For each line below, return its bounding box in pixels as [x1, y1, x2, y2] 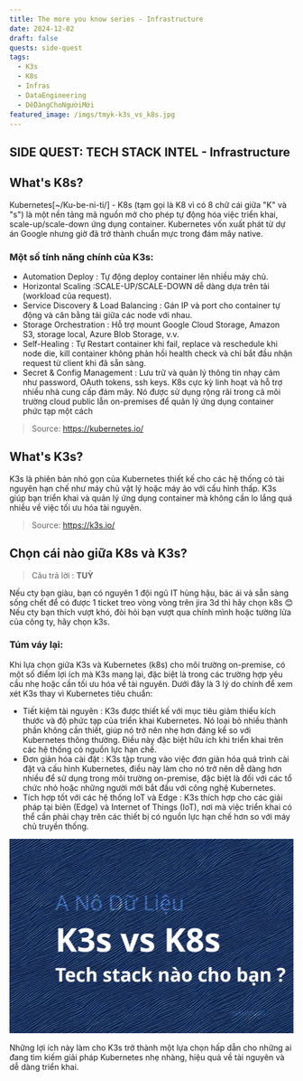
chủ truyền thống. [22, 821, 89, 832]
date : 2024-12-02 [9, 23, 75, 33]
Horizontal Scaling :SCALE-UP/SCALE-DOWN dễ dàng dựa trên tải [22, 280, 271, 291]
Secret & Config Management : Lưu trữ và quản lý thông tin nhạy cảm [22, 367, 280, 378]
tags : [9, 52, 30, 62]
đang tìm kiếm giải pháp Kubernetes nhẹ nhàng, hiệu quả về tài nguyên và [9, 1052, 285, 1063]
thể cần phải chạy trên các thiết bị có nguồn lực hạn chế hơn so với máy [22, 811, 290, 822]
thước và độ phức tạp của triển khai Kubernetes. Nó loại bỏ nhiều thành [22, 715, 289, 726]
